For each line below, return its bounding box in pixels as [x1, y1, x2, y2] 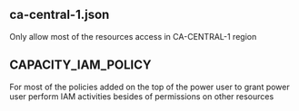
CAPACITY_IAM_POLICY [9, 58, 152, 73]
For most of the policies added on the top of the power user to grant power [9, 81, 290, 92]
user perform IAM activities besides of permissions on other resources [9, 90, 274, 102]
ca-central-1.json [9, 7, 110, 23]
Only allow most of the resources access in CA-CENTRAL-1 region [9, 31, 257, 42]
